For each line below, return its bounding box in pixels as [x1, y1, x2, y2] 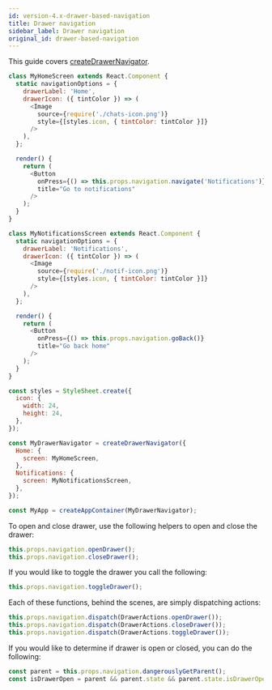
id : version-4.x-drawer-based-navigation [8, 11, 151, 20]
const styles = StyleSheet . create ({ [8, 386, 132, 395]
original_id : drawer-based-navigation [8, 34, 139, 43]
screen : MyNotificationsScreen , [23, 477, 132, 485]
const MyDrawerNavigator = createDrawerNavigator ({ [8, 439, 186, 447]
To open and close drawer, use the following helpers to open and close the [8, 521, 257, 530]
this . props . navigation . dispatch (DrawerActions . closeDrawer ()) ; [8, 621, 227, 629]
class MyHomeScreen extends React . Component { [8, 72, 168, 81]
